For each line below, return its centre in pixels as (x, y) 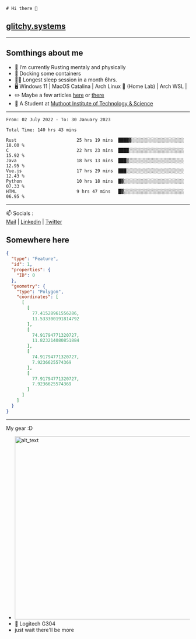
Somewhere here (38, 240)
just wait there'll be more (44, 630)
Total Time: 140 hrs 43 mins (41, 130)
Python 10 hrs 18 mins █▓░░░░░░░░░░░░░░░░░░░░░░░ (95, 181)
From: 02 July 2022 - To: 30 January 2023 (58, 119)
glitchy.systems (36, 26)
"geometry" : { (28, 286)
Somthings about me (45, 53)
